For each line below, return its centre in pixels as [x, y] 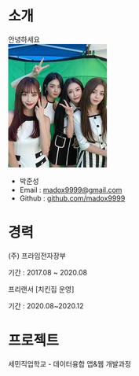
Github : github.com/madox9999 [72, 198]
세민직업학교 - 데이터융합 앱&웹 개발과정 [70, 363]
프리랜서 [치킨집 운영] [41, 289]
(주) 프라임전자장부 [37, 256]
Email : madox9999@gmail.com [71, 190]
